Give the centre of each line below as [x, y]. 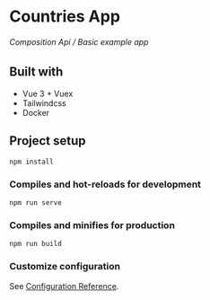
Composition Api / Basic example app [79, 41]
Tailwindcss [44, 103]
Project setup [48, 141]
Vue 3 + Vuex [48, 93]
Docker [36, 112]
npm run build [36, 244]
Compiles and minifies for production [92, 225]
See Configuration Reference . [64, 286]
